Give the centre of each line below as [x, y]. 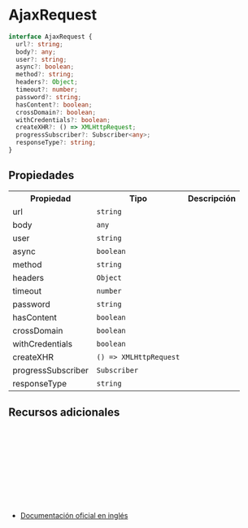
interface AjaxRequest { [50, 37]
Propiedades [41, 175]
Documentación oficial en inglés [74, 515]
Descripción [211, 199]
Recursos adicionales [64, 412]
